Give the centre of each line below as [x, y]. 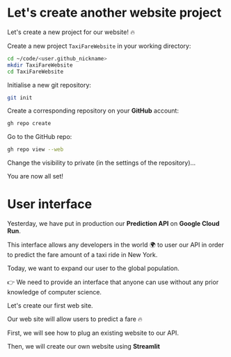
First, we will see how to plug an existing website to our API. [93, 333]
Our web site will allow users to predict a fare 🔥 [75, 319]
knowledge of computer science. [55, 292]
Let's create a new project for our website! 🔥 [71, 32]
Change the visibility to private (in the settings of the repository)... [102, 163]
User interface [50, 205]
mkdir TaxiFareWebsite [40, 65]
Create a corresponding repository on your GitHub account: [93, 111]
